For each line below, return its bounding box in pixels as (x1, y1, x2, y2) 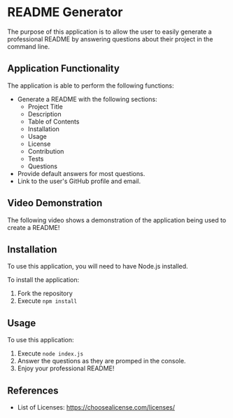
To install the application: (7, 276, 79, 284)
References (7, 384, 59, 396)
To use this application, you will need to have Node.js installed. (7, 262, 188, 271)
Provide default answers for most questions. (17, 169, 146, 177)
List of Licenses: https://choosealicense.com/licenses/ (17, 403, 176, 411)
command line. (7, 42, 50, 50)
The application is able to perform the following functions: (7, 81, 174, 90)
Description (27, 109, 62, 118)
